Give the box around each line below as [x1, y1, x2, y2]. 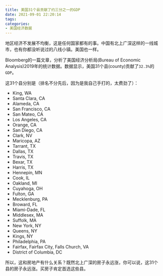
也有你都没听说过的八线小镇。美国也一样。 [13, 46, 101, 52]
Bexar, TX [12, 159, 33, 165]
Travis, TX [12, 154, 34, 160]
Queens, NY [12, 228, 37, 234]
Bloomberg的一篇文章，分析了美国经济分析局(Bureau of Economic [5, 57, 141, 63]
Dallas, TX [12, 148, 34, 155]
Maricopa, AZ [12, 138, 41, 144]
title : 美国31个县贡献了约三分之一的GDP [5, 7, 81, 12]
